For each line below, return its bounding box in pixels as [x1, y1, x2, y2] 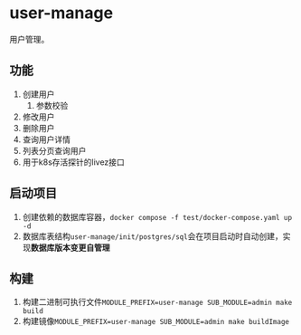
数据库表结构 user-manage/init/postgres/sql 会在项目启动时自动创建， [22, 230, 283, 242]
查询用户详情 [22, 134, 71, 145]
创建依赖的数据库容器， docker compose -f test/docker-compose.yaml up [22, 211, 292, 222]
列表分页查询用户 [22, 145, 87, 156]
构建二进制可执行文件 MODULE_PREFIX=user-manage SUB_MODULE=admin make [22, 297, 293, 308]
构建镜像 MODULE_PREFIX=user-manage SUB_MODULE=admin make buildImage [22, 316, 290, 327]
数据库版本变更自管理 [30, 242, 110, 253]
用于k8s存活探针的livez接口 [22, 157, 125, 167]
